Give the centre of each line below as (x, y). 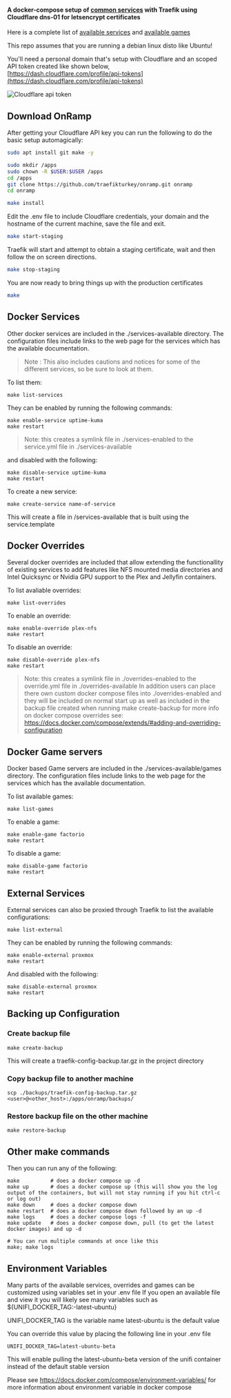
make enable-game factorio (46, 835)
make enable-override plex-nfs (52, 629)
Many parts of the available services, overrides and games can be (101, 1285)
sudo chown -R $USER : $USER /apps (55, 171)
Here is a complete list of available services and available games (99, 32)
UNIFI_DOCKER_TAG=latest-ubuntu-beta (61, 1346)
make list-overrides (37, 603)
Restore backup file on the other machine (78, 1116)
